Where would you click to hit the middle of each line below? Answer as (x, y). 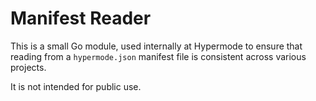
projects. (28, 67)
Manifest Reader (81, 18)
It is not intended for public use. (76, 86)
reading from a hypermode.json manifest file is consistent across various (158, 56)
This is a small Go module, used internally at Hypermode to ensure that (156, 46)
